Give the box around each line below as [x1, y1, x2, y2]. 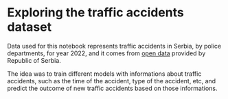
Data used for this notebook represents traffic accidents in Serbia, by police [7, 42, 222, 50]
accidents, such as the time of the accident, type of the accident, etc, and [7, 76, 216, 85]
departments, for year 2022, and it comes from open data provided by [7, 49, 206, 57]
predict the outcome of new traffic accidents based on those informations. [7, 84, 218, 92]
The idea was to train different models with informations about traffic [7, 70, 202, 78]
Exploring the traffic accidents [7, 5, 184, 20]
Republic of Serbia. [7, 56, 62, 64]
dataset [7, 19, 52, 35]
